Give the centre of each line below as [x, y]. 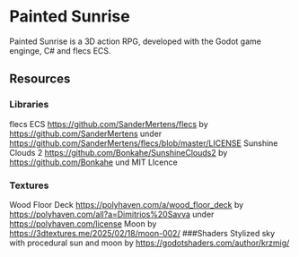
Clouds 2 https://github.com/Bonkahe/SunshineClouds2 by [119, 152]
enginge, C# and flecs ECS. [60, 50]
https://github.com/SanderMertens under [86, 133]
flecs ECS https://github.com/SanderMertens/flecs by [109, 124]
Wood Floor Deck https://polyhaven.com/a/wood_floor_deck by [127, 204]
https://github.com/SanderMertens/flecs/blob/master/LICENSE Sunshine [144, 143]
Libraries [29, 105]
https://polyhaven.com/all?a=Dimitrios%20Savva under [112, 214]
